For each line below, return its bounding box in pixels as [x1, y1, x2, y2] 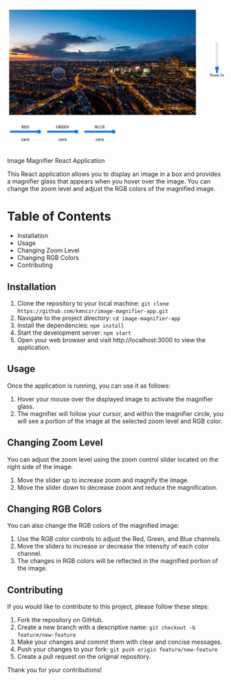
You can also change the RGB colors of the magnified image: [7, 522, 179, 530]
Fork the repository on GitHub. [16, 616, 104, 624]
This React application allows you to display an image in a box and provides [7, 170, 221, 178]
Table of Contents [7, 209, 111, 224]
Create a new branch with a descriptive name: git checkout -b [16, 623, 196, 631]
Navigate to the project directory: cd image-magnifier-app [16, 313, 181, 322]
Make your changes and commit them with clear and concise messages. [16, 638, 223, 647]
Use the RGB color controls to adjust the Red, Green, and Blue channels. [16, 535, 222, 543]
